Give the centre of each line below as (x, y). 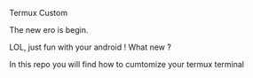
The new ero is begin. (49, 30)
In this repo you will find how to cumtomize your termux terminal (126, 64)
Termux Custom (39, 13)
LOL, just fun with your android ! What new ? (90, 47)
